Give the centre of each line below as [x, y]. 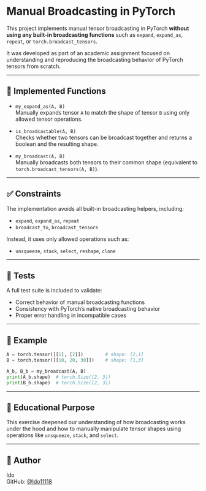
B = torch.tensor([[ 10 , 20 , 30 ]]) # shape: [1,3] [75, 360]
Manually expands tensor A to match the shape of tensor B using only [102, 112]
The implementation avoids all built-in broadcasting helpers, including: [95, 208]
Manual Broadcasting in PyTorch [91, 11]
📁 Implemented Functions [56, 91]
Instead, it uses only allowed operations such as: [68, 239]
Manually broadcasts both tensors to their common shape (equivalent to [106, 162]
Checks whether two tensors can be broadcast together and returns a [103, 137]
